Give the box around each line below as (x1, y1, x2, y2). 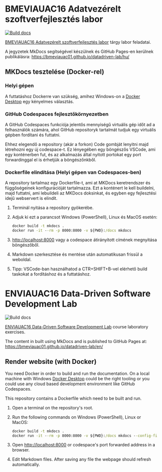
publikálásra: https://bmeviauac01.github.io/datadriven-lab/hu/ (5, 53, 130, 59)
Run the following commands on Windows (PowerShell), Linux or (12, 414, 141, 420)
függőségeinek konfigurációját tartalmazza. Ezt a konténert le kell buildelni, (5, 185, 155, 191)
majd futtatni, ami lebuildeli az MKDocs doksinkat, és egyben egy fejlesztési (5, 190, 157, 196)
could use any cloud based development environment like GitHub (5, 381, 135, 387)
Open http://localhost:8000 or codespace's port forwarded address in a (12, 442, 156, 448)
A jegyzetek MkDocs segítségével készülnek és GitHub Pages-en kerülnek (5, 49, 154, 54)
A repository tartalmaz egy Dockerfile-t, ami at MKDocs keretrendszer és (5, 180, 151, 186)
